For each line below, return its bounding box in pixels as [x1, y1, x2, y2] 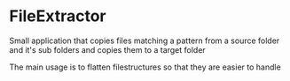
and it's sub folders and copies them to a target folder [9, 44, 206, 55]
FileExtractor [9, 6, 106, 26]
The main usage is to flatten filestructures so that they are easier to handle [9, 62, 281, 72]
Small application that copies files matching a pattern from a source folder [9, 35, 280, 46]
